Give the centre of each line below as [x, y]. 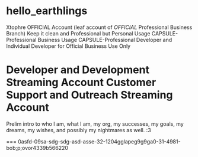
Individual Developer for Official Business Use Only [68, 46]
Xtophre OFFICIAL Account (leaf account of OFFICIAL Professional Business [99, 27]
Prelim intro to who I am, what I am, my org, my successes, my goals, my [95, 124]
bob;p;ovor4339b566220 [37, 148]
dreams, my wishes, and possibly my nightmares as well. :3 [79, 130]
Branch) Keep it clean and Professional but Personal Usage [78, 33]
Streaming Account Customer [81, 82]
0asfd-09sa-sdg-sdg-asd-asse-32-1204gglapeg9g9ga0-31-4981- [99, 141]
